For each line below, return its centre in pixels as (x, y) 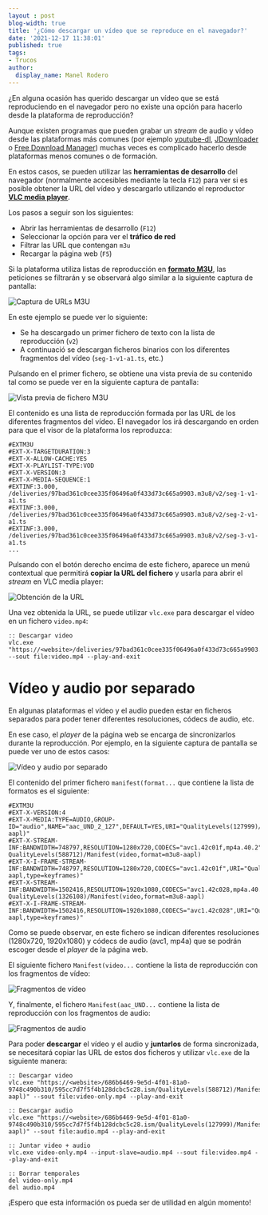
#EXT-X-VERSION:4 (37, 813)
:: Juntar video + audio (49, 1145)
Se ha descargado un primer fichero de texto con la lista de (117, 332)
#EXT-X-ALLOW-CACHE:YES (48, 458)
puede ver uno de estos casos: (59, 751)
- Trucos (23, 61)
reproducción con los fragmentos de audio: (79, 1013)
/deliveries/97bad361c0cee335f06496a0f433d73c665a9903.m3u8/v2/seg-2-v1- (134, 514)
